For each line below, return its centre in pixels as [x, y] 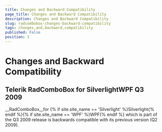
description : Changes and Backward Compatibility [57, 19]
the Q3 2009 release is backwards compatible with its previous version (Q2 [81, 119]
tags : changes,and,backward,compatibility [49, 28]
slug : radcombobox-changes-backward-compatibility [58, 23]
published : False [23, 32]
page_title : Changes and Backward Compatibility [56, 14]
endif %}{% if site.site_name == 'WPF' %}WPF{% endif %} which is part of [81, 114]
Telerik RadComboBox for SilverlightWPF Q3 [75, 90]
